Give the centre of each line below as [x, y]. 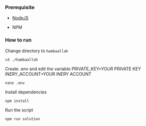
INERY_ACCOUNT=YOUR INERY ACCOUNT [48, 74]
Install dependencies [26, 92]
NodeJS [20, 18]
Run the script [19, 110]
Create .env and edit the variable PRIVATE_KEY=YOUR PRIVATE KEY [73, 69]
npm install [17, 101]
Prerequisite [20, 7]
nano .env [15, 83]
